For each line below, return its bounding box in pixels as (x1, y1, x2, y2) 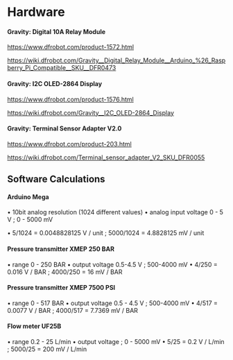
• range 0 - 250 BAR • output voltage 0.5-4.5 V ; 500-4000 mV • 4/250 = (7, 260, 218, 268)
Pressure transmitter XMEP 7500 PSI (7, 284, 116, 292)
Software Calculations (7, 173, 105, 185)
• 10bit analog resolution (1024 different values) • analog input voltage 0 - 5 (7, 208, 224, 216)
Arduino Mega (7, 192, 50, 201)
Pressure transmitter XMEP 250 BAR (7, 244, 114, 253)
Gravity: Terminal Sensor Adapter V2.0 (7, 124, 122, 132)
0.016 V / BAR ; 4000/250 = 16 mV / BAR (7, 268, 123, 276)
